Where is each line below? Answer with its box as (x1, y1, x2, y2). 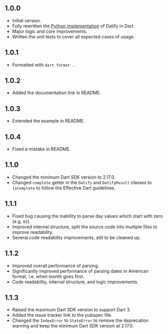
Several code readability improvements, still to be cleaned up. (12, 234, 141, 240)
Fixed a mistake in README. (12, 146, 71, 152)
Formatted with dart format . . (12, 62, 76, 68)
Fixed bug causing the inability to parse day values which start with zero (12, 213, 163, 219)
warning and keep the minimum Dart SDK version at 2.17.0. (12, 323, 134, 329)
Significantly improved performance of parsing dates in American (12, 268, 149, 274)
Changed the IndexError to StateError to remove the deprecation (12, 317, 149, 323)
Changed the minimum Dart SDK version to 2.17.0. (12, 174, 116, 180)
